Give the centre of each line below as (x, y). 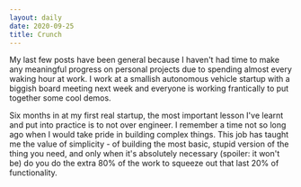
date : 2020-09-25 (42, 26)
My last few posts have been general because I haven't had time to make (145, 60)
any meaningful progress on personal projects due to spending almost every (150, 69)
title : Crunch (36, 34)
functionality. (34, 173)
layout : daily (36, 18)
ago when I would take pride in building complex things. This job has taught (149, 135)
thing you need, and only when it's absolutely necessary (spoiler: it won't (145, 154)
